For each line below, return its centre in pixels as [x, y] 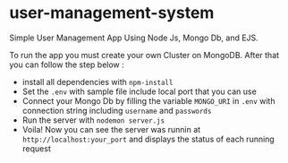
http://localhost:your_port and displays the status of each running [148, 139]
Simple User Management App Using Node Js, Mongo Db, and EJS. [134, 38]
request [36, 148]
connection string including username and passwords [117, 110]
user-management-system [112, 13]
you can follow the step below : [67, 64]
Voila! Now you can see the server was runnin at [111, 129]
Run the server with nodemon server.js [93, 120]
